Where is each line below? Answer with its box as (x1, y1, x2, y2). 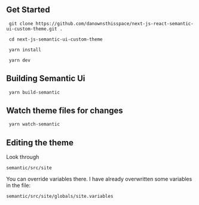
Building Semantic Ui (6, 74, 85, 84)
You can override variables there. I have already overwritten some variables (6, 176, 192, 183)
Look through (6, 154, 39, 161)
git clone (8, 20, 33, 26)
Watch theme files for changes (6, 106, 124, 116)
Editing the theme (6, 137, 74, 148)
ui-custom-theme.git (6, 26, 58, 32)
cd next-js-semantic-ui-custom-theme (8, 36, 103, 42)
